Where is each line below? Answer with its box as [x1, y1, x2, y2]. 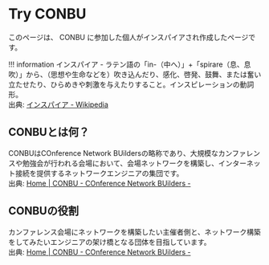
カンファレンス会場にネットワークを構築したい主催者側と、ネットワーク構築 [8, 226, 261, 237]
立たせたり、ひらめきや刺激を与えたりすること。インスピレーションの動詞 [8, 79, 255, 89]
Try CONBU [8, 5, 87, 23]
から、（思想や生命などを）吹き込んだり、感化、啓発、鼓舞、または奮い [25, 69, 262, 79]
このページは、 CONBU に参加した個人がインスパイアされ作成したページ [8, 32, 249, 42]
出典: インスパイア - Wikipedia [8, 100, 108, 109]
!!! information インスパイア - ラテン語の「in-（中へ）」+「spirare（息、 [8, 59, 245, 69]
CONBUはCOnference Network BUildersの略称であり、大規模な [8, 148, 219, 157]
